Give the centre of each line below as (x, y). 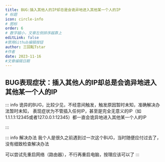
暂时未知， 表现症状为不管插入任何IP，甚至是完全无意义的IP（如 (75, 111)
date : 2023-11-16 (23, 56)
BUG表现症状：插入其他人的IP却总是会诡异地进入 (81, 82)
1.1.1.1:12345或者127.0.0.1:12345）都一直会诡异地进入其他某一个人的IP (76, 117)
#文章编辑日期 (17, 61)
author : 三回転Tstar (25, 47)
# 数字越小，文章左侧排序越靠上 (33, 33)
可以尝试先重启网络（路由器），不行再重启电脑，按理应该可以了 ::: (72, 154)
